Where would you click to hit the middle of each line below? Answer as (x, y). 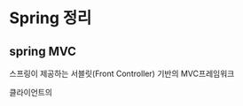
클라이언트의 (31, 92)
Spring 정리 (51, 18)
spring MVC (43, 51)
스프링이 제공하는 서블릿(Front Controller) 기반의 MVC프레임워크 (122, 73)
